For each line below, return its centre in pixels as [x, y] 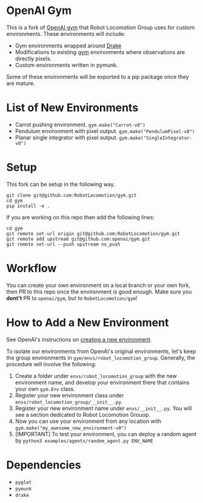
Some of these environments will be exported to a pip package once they [98, 77]
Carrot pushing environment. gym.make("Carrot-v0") [80, 125]
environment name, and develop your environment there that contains [102, 382]
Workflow [32, 269]
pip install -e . [28, 206]
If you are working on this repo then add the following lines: [80, 217]
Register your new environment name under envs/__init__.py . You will [103, 408]
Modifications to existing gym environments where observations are [100, 52]
